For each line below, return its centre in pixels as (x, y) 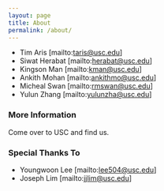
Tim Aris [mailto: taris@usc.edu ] (71, 53)
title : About (30, 23)
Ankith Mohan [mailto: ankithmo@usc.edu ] (88, 78)
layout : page (30, 15)
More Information (42, 115)
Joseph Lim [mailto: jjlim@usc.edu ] (76, 178)
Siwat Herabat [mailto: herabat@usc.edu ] (86, 61)
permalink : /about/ (40, 30)
